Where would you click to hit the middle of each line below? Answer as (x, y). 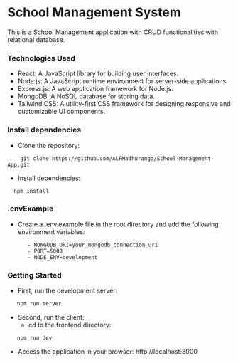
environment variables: (51, 231)
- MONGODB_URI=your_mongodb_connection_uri (93, 245)
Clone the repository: (49, 145)
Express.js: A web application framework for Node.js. (96, 89)
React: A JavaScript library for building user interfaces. (98, 74)
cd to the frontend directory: (70, 325)
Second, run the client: (51, 317)
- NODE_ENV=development (63, 257)
